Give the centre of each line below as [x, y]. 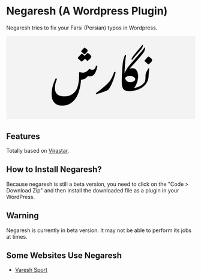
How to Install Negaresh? [54, 170]
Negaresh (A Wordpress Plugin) [87, 11]
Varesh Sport [31, 270]
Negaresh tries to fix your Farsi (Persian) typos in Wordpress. [82, 28]
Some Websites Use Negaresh [64, 255]
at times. [17, 236]
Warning [22, 216]
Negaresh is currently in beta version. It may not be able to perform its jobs [99, 230]
